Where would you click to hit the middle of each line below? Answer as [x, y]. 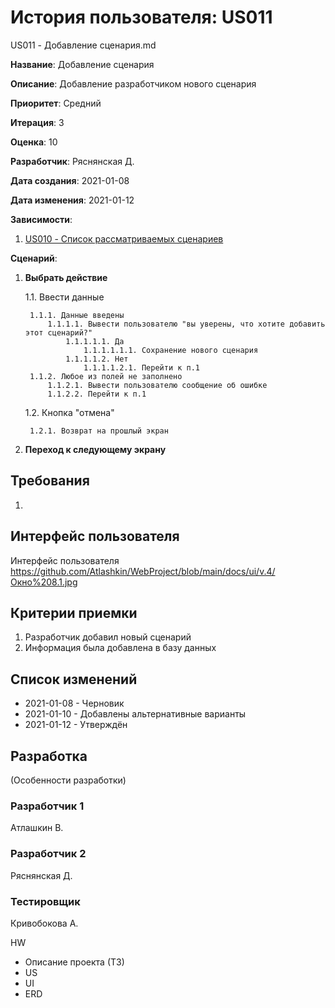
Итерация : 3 [37, 122]
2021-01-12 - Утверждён [76, 725]
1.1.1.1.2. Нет [97, 359]
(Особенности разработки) [68, 780]
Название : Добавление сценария [82, 64]
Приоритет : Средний [56, 103]
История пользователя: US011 [141, 17]
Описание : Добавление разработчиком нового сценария [133, 83]
